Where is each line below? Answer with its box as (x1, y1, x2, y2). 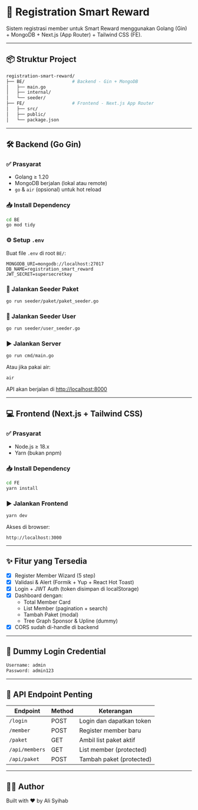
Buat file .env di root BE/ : (6, 249, 67, 256)
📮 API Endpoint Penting (6, 690, 93, 700)
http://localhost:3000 (6, 535, 62, 541)
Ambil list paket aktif (79, 736, 136, 745)
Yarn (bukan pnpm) (14, 449, 62, 456)
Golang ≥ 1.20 (14, 173, 49, 180)
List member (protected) (79, 746, 147, 754)
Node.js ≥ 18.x (14, 443, 50, 450)
